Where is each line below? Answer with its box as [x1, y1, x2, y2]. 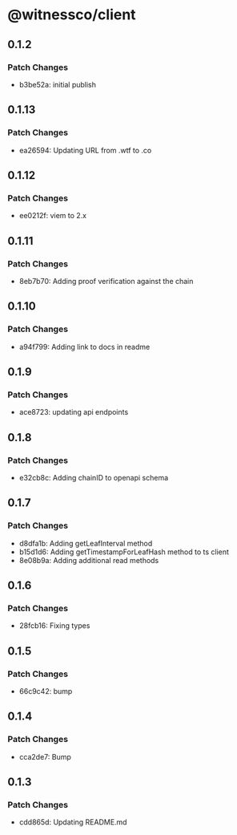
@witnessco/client [7, 6, 137, 24]
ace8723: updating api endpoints [18, 407, 129, 417]
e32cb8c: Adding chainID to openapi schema [18, 473, 169, 482]
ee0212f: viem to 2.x [18, 211, 87, 221]
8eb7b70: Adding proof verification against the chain [18, 276, 194, 286]
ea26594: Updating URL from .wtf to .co [18, 145, 152, 155]
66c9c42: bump [18, 687, 73, 696]
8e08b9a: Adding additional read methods [18, 555, 159, 565]
